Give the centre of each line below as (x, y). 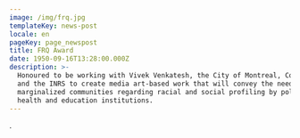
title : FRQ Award (42, 51)
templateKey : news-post (54, 26)
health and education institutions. (85, 100)
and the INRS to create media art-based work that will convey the (146, 84)
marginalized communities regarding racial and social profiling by (147, 92)
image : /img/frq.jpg (48, 17)
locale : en (29, 34)
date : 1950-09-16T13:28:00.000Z (69, 59)
